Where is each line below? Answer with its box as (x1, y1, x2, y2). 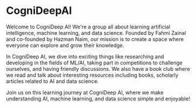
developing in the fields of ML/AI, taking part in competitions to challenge (6, 59, 183, 66)
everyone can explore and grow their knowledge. (6, 42, 125, 49)
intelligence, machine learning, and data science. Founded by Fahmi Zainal (6, 29, 186, 36)
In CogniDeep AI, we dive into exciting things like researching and (6, 53, 164, 60)
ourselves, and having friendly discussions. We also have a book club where (6, 65, 190, 72)
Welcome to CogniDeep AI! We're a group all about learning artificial (6, 23, 171, 30)
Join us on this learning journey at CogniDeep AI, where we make (6, 89, 164, 96)
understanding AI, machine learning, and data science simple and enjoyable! (6, 95, 190, 102)
